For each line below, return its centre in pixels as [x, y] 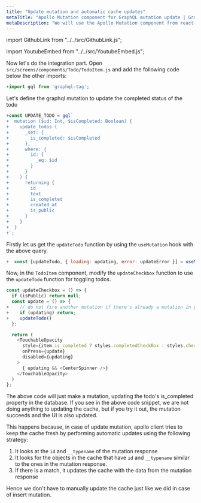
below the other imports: [36, 76]
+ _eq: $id [32, 160]
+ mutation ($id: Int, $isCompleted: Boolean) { [69, 121]
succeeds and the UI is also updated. [52, 415]
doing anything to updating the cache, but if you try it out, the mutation [94, 409]
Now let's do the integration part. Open [54, 63]
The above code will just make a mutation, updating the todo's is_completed [100, 396]
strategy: [17, 440]
